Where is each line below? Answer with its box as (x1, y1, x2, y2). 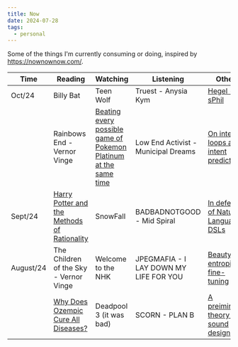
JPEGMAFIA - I (135, 254, 186, 264)
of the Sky (52, 263, 88, 273)
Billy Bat (52, 90, 81, 100)
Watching (95, 74, 129, 84)
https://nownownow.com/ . (7, 58, 84, 66)
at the (95, 160, 115, 170)
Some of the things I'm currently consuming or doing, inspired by (7, 50, 198, 58)
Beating (95, 107, 121, 117)
